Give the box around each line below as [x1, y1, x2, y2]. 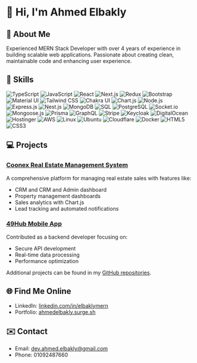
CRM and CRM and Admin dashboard [14, 186, 107, 193]
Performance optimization [14, 257, 79, 264]
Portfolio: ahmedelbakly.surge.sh [14, 308, 96, 315]
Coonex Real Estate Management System [6, 161, 128, 169]
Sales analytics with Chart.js [14, 199, 85, 206]
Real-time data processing [14, 251, 80, 258]
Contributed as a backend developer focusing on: [6, 233, 128, 240]
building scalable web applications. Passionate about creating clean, [6, 51, 174, 58]
